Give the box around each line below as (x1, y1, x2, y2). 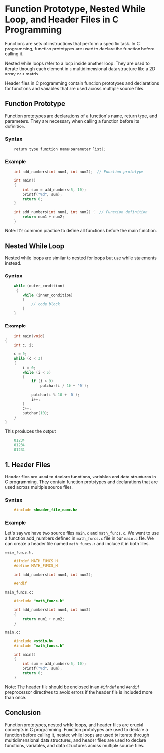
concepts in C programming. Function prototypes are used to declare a (5, 727, 148, 732)
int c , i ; (14, 343, 34, 348)
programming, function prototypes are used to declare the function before (5, 46, 155, 51)
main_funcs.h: (5, 550, 34, 555)
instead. (5, 260, 22, 266)
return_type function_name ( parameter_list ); (14, 147, 106, 151)
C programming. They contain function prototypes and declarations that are (5, 479, 158, 485)
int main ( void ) (14, 333, 45, 339)
